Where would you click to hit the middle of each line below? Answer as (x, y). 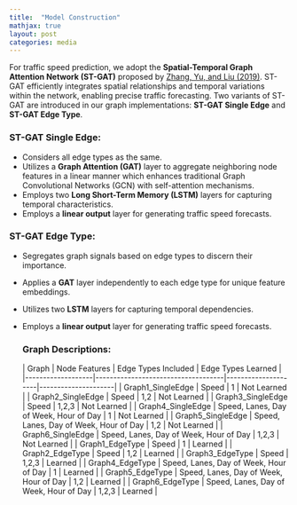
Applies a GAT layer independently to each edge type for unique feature (153, 282)
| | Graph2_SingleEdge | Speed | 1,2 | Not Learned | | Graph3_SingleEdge (155, 397)
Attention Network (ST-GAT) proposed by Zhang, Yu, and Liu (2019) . (136, 77)
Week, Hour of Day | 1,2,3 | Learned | (90, 491)
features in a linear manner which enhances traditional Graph (133, 176)
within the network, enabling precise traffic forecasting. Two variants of (140, 96)
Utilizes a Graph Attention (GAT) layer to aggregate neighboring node (149, 166)
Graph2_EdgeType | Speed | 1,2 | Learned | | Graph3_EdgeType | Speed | (155, 454)
